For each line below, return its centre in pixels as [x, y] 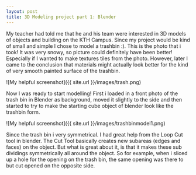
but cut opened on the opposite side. [51, 165]
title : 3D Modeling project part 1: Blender [61, 17]
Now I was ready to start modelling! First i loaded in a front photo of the [92, 93]
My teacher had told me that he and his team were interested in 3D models [96, 33]
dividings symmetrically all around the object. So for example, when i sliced [97, 153]
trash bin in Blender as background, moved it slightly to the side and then [94, 99]
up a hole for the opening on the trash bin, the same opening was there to [95, 159]
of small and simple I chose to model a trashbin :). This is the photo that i [94, 46]
